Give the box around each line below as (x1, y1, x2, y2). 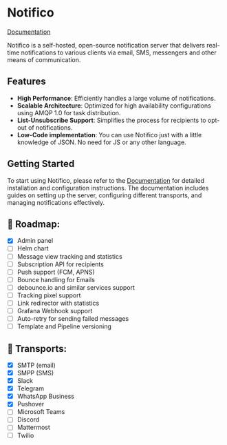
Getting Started (7, 158, 75, 170)
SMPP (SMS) (17, 369, 54, 377)
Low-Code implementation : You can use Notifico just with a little (17, 130, 202, 139)
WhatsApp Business (17, 392, 74, 401)
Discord (17, 415, 40, 424)
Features (7, 76, 46, 88)
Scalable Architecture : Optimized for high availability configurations (17, 101, 211, 110)
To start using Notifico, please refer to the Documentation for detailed (7, 176, 205, 184)
